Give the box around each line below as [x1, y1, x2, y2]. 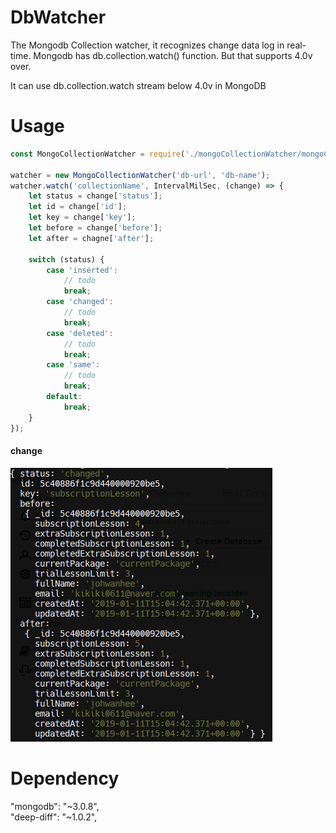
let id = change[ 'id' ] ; [28, 202, 128, 212]
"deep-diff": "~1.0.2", [10, 811, 98, 823]
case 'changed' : [46, 297, 114, 307]
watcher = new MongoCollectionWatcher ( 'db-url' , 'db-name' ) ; [10, 170, 271, 180]
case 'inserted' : [46, 265, 118, 275]
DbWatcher [10, 6, 107, 29]
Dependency [10, 767, 120, 790]
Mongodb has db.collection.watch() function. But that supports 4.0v [33, 49, 313, 61]
